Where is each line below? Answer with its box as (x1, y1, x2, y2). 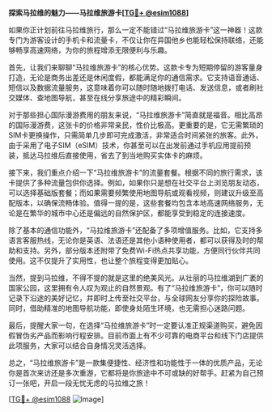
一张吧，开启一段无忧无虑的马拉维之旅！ (15, 378, 151, 388)
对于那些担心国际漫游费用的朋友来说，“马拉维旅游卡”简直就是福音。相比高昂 (8, 110, 263, 120)
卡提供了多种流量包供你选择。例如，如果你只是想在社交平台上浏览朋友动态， (8, 178, 264, 187)
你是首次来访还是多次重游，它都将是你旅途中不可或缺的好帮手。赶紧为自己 (8, 368, 257, 377)
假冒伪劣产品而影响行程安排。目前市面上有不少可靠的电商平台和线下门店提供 (8, 331, 264, 340)
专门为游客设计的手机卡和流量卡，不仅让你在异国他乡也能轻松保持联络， (8, 36, 249, 45)
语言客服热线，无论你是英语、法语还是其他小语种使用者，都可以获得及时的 (8, 236, 257, 245)
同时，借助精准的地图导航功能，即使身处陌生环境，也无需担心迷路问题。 (8, 304, 249, 312)
